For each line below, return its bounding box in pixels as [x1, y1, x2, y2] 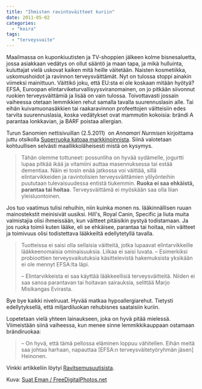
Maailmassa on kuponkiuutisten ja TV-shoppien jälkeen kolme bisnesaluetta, [6, 54, 197, 60]
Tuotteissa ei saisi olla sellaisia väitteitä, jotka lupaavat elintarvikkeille [21, 242, 194, 248]
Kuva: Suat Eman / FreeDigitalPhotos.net [6, 376, 107, 383]
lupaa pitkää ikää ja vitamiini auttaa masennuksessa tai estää [21, 161, 173, 167]
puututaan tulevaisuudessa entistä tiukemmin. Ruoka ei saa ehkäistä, [21, 179, 195, 187]
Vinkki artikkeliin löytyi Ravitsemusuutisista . [6, 364, 115, 371]
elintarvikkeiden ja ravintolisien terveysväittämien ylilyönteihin [21, 173, 175, 180]
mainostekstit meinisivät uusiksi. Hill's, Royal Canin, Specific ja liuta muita [6, 211, 189, 217]
